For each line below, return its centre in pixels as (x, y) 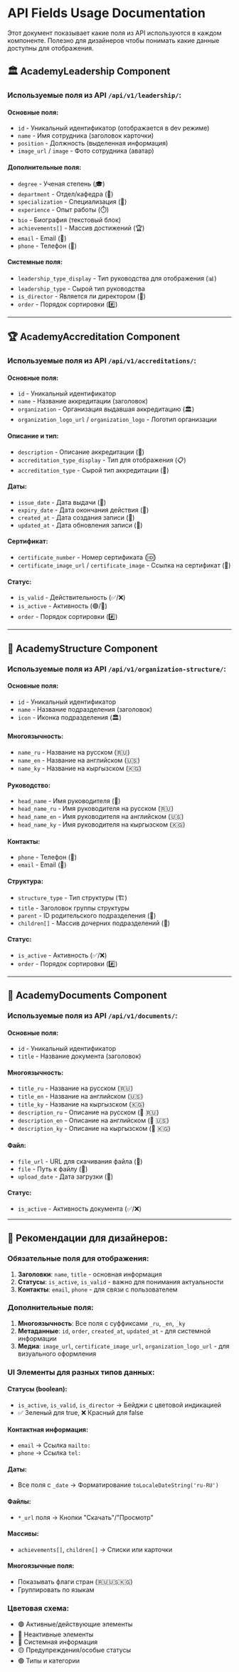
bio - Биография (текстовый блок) (69, 220)
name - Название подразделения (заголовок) (85, 709)
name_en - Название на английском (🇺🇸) (79, 760)
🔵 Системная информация (58, 1642)
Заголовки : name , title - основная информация (90, 1274)
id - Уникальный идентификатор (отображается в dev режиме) (113, 128)
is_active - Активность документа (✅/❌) (80, 1209)
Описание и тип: (33, 435)
